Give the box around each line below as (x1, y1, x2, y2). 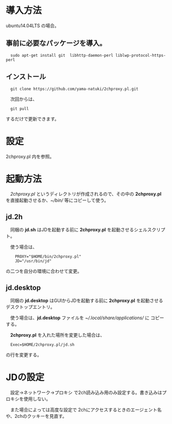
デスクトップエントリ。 (6, 304, 55, 310)
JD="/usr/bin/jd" (15, 258, 52, 264)
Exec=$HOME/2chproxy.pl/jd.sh (10, 342, 75, 347)
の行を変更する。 (6, 352, 42, 358)
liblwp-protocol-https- (115, 53, 166, 58)
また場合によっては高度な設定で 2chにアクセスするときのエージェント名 (10, 407, 162, 413)
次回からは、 (10, 96, 37, 102)
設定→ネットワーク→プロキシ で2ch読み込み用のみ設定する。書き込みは (10, 389, 162, 395)
